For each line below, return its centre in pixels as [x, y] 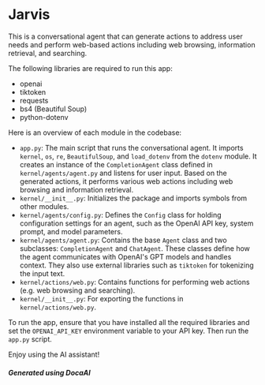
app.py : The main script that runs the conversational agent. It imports [131, 148]
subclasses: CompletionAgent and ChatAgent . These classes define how [135, 248]
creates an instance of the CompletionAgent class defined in [116, 164]
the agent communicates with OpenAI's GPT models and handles [125, 256]
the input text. [42, 273]
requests [34, 100]
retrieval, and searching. [48, 53]
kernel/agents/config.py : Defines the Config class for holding [121, 215]
